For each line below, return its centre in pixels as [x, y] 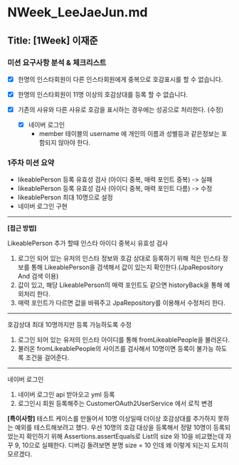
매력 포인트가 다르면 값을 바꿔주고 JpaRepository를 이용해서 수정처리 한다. [121, 303]
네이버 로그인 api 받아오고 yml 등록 [66, 395]
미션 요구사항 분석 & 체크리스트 [57, 63]
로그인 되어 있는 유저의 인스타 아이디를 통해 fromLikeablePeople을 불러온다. [123, 340]
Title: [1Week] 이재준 [53, 40]
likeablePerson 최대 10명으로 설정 [65, 197]
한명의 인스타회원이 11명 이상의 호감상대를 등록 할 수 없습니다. [103, 94]
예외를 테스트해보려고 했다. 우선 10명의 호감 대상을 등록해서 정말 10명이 [113, 427]
